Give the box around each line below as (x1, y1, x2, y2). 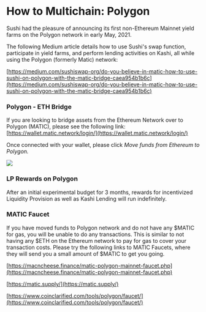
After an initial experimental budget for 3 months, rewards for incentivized (6, 188, 193, 196)
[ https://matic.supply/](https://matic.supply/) (6, 280, 119, 288)
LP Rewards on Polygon (6, 174, 78, 183)
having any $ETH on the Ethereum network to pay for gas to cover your (6, 237, 187, 244)
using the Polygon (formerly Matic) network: (6, 56, 118, 63)
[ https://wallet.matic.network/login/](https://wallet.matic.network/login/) (6, 130, 188, 137)
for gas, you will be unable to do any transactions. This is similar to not (6, 231, 185, 238)
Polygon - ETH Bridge (6, 102, 72, 111)
